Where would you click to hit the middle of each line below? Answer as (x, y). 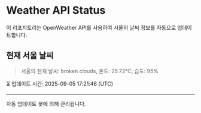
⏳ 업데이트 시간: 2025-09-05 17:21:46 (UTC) (60, 83)
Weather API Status (56, 10)
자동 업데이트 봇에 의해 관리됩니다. (46, 103)
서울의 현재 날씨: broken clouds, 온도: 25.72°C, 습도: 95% (90, 71)
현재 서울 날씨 (30, 56)
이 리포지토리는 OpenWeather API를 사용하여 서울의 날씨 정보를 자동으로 (91, 27)
